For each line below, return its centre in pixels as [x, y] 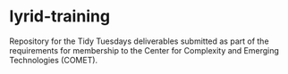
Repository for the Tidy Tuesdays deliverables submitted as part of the [140, 41]
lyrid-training [59, 16]
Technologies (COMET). [54, 60]
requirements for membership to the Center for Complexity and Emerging [144, 50]
